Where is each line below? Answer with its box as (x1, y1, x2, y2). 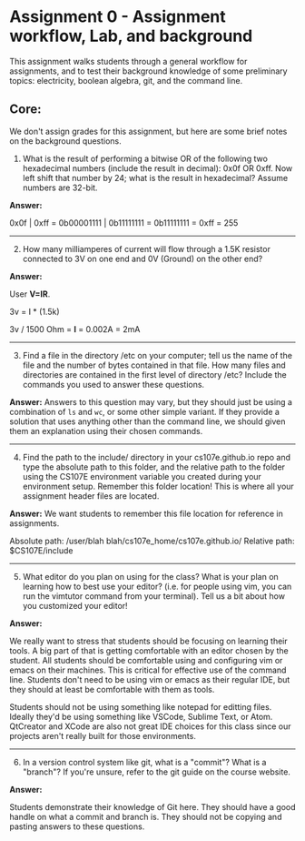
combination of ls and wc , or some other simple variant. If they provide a (9, 406, 280, 417)
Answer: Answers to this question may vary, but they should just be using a (9, 396, 293, 407)
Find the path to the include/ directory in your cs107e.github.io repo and (22, 451, 291, 462)
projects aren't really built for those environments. (9, 730, 197, 741)
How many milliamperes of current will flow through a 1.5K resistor (22, 243, 271, 254)
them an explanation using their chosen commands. (9, 425, 203, 436)
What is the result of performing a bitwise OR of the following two (22, 153, 268, 164)
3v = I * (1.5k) (9, 306, 61, 317)
